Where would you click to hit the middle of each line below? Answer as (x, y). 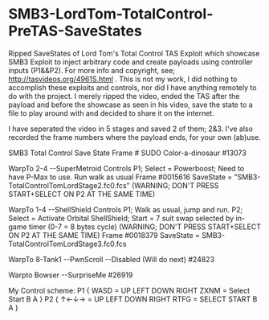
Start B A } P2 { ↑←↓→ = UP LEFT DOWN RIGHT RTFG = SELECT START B (133, 299)
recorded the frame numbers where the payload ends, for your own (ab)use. (134, 137)
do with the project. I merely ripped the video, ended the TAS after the (124, 96)
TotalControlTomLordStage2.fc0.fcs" (69, 185)
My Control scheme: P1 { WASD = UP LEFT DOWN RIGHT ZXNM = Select (129, 290)
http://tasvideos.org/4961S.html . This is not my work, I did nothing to (123, 79)
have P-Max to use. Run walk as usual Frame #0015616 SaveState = (120, 177)
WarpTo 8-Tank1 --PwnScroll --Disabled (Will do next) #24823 (112, 259)
